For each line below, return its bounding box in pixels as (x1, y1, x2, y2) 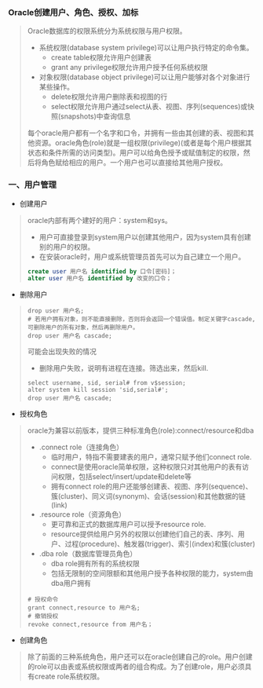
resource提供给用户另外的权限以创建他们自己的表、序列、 (50, 529, 238, 539)
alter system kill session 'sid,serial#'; (27, 386, 169, 394)
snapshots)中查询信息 (60, 112, 131, 121)
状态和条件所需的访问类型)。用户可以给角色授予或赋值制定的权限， (27, 148, 243, 158)
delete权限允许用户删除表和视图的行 (50, 92, 168, 101)
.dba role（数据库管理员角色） (38, 549, 137, 558)
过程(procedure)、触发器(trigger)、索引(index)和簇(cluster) (64, 540, 256, 549)
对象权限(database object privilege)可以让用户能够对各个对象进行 (38, 72, 250, 82)
